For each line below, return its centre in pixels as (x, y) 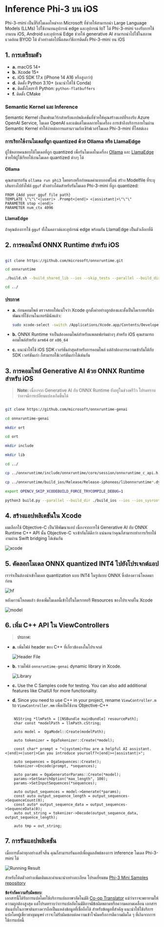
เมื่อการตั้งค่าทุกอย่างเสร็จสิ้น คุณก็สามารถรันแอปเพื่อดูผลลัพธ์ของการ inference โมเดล (75, 853)
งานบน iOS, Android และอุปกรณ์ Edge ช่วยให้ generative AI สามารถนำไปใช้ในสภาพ (78, 34)
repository (15, 883)
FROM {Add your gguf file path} (38, 195)
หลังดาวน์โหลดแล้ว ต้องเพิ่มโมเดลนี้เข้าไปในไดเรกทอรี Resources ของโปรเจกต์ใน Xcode (79, 600)
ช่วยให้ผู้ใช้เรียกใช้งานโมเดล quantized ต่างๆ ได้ (44, 158)
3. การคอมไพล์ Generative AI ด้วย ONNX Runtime (75, 371)
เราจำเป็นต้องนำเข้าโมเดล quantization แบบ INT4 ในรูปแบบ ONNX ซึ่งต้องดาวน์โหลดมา (79, 576)
